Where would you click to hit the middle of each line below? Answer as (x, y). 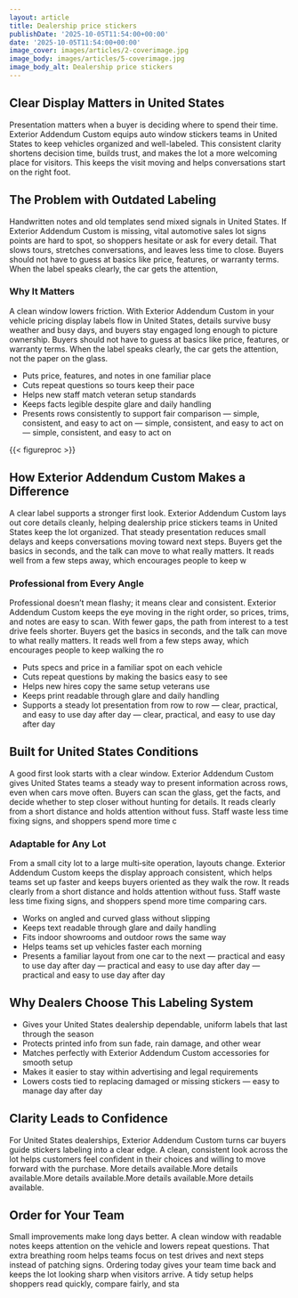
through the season (58, 1034)
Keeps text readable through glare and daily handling (119, 928)
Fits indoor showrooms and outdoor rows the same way (124, 937)
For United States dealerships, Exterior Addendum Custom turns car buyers (148, 1140)
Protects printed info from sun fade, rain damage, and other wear (141, 1043)
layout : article (39, 17)
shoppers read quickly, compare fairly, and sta (94, 1284)
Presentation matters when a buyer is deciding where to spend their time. (144, 125)
